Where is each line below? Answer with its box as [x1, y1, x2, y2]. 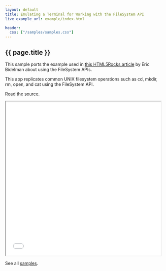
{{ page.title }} [5, 48, 51, 57]
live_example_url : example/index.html [5, 16, 85, 21]
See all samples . [5, 260, 38, 266]
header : [5, 25, 21, 30]
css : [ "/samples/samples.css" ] [9, 30, 74, 35]
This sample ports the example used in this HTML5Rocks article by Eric [5, 61, 150, 67]
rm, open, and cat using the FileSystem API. [5, 81, 94, 87]
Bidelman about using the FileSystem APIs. [5, 66, 92, 72]
